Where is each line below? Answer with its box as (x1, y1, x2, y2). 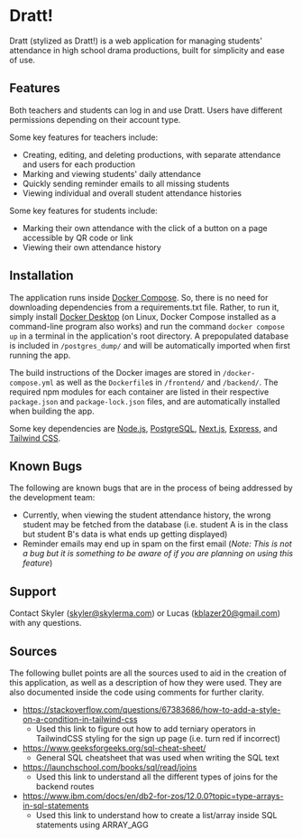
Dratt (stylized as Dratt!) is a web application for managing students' (9, 35, 263, 46)
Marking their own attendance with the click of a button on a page (22, 222, 268, 233)
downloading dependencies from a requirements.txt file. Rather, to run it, (9, 302, 279, 312)
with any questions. (9, 618, 82, 629)
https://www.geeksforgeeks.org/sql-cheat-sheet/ (22, 742, 206, 753)
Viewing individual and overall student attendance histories (22, 187, 242, 199)
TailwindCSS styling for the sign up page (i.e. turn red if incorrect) (35, 733, 281, 743)
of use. (9, 54, 36, 65)
